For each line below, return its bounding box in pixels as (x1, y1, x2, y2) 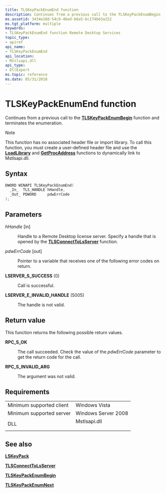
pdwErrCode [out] (5, 248, 42, 254)
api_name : (5, 44, 26, 49)
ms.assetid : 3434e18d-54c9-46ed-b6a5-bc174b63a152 (5, 16, 112, 21)
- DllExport (5, 68, 30, 73)
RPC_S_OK (5, 339, 27, 345)
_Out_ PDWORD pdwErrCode (9, 192, 70, 197)
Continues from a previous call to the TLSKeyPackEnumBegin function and (5, 115, 160, 121)
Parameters (5, 210, 42, 219)
